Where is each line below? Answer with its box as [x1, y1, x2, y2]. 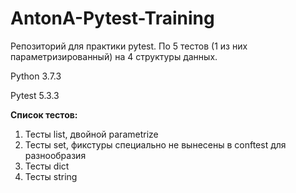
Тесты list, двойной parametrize [24, 128, 159, 140]
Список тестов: [10, 108, 78, 121]
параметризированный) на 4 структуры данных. [10, 50, 218, 62]
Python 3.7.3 [10, 70, 62, 82]
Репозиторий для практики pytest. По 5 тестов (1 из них [10, 40, 248, 52]
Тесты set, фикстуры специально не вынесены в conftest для [24, 138, 287, 151]
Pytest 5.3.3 [10, 89, 60, 101]
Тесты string [24, 170, 78, 182]
